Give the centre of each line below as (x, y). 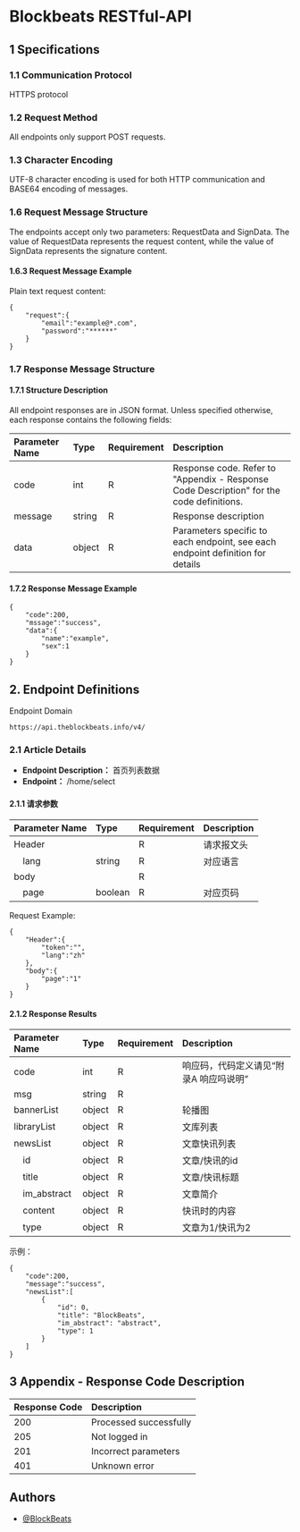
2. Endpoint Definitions (75, 689)
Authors (33, 1498)
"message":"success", (65, 1284)
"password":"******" (79, 331)
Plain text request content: (58, 291)
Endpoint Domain (41, 711)
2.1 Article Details (48, 750)
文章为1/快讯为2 (217, 1227)
